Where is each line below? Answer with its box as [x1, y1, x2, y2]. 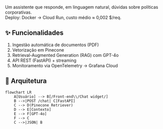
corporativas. [5, 9, 32, 15]
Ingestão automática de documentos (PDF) [12, 42, 99, 48]
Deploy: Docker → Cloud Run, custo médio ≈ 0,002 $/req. [5, 15, 121, 20]
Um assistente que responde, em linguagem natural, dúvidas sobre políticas [5, 4, 158, 10]
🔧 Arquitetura [5, 77, 47, 85]
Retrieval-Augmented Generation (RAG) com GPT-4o [12, 52, 119, 58]
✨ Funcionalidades [5, 29, 64, 37]
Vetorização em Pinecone [12, 47, 65, 53]
